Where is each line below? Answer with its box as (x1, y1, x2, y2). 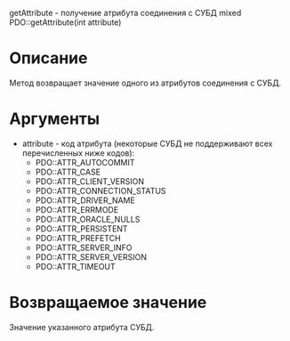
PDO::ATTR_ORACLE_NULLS (35, 214, 141, 224)
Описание (9, 48, 88, 69)
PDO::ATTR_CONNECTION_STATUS (35, 185, 166, 196)
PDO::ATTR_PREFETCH (35, 232, 122, 243)
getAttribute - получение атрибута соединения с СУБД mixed (9, 8, 242, 18)
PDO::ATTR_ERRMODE (35, 204, 119, 215)
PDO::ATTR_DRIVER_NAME (35, 195, 135, 206)
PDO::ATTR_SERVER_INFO (35, 242, 133, 253)
